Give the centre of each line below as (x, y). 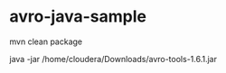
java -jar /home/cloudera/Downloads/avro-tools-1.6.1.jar (113, 59)
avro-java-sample (78, 17)
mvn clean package (46, 41)
